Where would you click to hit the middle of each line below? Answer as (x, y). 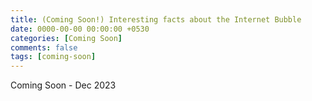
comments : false (44, 47)
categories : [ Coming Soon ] (66, 38)
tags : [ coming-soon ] (53, 57)
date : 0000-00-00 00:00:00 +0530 (80, 29)
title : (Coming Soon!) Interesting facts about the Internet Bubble (156, 19)
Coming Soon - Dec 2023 (63, 85)
